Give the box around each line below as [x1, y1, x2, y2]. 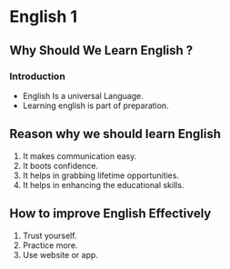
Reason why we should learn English [9, 126, 221, 142]
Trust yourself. [22, 230, 77, 241]
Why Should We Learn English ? [9, 43, 194, 58]
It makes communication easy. [22, 150, 137, 161]
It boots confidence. [22, 160, 98, 171]
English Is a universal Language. [22, 90, 144, 101]
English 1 [9, 6, 78, 27]
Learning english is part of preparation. [22, 100, 170, 111]
